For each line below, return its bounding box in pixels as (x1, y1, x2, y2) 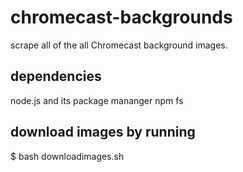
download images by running (10, 124, 196, 141)
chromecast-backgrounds (10, 6, 233, 29)
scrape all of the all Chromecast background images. (10, 39, 228, 51)
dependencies (10, 68, 102, 85)
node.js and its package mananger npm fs (10, 94, 184, 106)
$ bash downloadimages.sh (10, 150, 125, 162)
